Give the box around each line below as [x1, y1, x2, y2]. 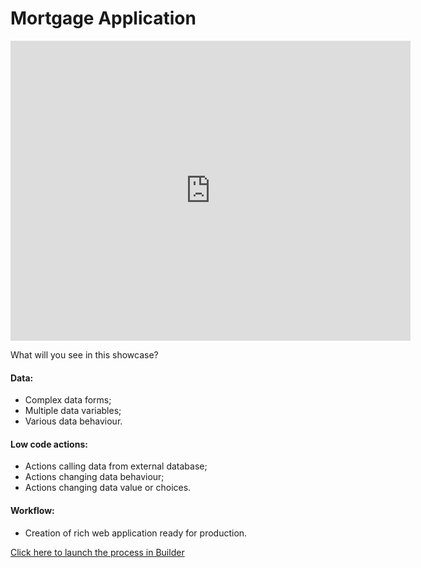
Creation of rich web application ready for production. [24, 527, 248, 539]
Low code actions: [10, 438, 88, 450]
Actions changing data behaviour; [24, 471, 165, 483]
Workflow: [10, 504, 55, 516]
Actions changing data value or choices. [24, 482, 192, 494]
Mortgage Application [10, 7, 197, 30]
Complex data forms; [24, 394, 112, 406]
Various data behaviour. [24, 415, 123, 427]
